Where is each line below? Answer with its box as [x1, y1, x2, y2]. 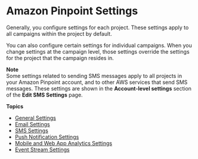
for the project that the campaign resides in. [6, 54, 115, 61]
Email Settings [14, 120, 50, 127]
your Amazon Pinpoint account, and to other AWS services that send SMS [6, 79, 188, 86]
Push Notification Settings [14, 133, 79, 141]
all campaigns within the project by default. [6, 30, 112, 37]
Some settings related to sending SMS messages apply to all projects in [6, 72, 182, 79]
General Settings [14, 114, 57, 121]
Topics [6, 102, 24, 110]
